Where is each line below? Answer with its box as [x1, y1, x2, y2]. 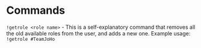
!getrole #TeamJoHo [6, 36, 55, 42]
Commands [6, 4, 66, 17]
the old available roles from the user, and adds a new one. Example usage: [6, 29, 191, 37]
